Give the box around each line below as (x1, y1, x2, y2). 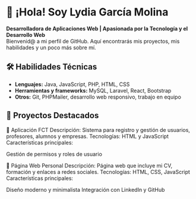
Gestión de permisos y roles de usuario (6, 150, 103, 157)
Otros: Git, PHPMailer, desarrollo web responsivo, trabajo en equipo (14, 93, 181, 100)
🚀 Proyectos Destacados (6, 110, 99, 121)
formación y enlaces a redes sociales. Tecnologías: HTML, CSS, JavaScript (6, 168, 190, 175)
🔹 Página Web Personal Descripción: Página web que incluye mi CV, (6, 162, 173, 169)
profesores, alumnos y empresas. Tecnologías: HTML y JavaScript (6, 132, 169, 140)
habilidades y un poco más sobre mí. (6, 44, 96, 51)
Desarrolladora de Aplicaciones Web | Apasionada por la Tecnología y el (6, 25, 188, 32)
